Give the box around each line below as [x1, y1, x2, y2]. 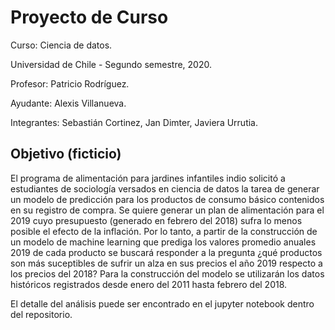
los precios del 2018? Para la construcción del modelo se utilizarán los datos [10, 267, 325, 280]
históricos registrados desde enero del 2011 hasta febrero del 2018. [10, 278, 288, 290]
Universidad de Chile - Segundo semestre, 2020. [10, 58, 212, 70]
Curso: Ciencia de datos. [10, 39, 113, 51]
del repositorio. [10, 308, 73, 320]
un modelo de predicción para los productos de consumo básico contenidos [10, 193, 325, 205]
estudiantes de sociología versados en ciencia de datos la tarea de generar [10, 182, 320, 195]
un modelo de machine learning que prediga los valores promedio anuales [10, 236, 317, 248]
